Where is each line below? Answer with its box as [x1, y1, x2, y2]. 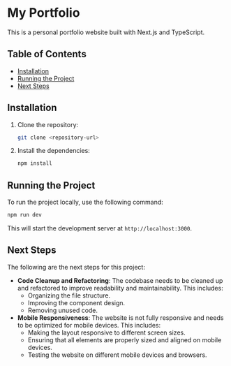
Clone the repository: [17, 120, 79, 129]
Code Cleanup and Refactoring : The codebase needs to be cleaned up [17, 276, 223, 284]
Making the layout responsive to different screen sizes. [27, 328, 186, 337]
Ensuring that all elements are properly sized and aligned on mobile [27, 335, 222, 344]
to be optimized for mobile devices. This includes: [17, 321, 161, 329]
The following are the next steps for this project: [7, 263, 145, 271]
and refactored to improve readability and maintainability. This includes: [17, 284, 223, 292]
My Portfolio [7, 5, 80, 21]
